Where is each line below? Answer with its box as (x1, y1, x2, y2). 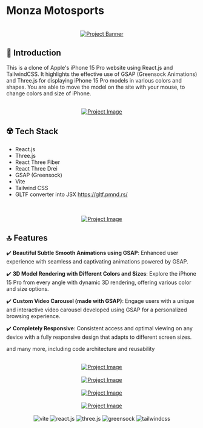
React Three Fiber (15, 158, 61, 166)
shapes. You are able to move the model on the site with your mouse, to (6, 83, 185, 90)
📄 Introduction (6, 48, 62, 58)
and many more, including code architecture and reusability (6, 345, 155, 353)
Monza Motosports (6, 4, 105, 18)
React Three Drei (15, 165, 58, 172)
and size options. (6, 285, 50, 293)
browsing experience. (6, 313, 61, 320)
